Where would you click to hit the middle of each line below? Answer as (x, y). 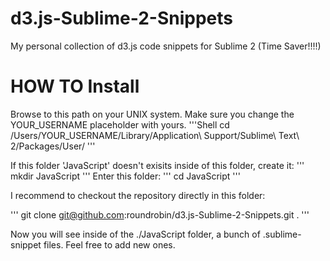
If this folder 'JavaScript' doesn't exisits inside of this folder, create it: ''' (157, 165)
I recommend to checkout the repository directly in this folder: (138, 195)
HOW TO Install (75, 86)
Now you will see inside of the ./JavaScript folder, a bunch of (135, 234)
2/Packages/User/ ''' (53, 146)
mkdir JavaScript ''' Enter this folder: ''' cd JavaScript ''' (125, 176)
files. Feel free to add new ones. (109, 244)
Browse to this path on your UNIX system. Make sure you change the (152, 114)
